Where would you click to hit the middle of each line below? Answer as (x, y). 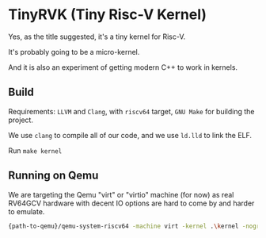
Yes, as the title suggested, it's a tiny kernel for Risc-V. (97, 36)
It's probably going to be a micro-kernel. (74, 52)
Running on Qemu (53, 176)
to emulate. (27, 211)
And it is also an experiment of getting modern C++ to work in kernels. (123, 67)
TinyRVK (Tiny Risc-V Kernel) (108, 15)
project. (21, 120)
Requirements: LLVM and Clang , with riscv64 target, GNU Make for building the (131, 111)
